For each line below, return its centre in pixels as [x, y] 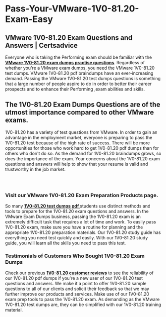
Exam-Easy [29, 19]
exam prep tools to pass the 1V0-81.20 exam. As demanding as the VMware [83, 300]
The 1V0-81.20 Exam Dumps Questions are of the [83, 105]
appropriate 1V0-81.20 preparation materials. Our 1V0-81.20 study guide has [83, 232]
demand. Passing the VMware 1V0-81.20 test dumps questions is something [83, 78]
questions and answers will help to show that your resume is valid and [77, 164]
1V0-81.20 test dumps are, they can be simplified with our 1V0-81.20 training [83, 305]
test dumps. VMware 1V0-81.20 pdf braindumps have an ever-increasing [79, 73]
